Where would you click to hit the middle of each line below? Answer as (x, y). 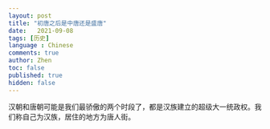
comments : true (34, 53)
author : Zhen (30, 61)
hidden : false (32, 83)
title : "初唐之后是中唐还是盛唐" (57, 23)
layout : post (30, 16)
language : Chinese (41, 46)
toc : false (27, 68)
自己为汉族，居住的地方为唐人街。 (78, 116)
